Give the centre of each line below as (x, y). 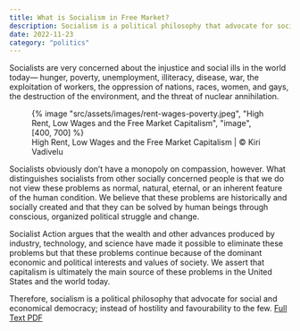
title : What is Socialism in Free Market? (89, 17)
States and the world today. (60, 282)
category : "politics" (50, 42)
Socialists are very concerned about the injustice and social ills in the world (148, 68)
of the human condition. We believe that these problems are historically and (148, 198)
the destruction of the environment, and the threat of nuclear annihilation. (144, 97)
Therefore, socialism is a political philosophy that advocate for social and (143, 299)
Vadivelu (48, 152)
